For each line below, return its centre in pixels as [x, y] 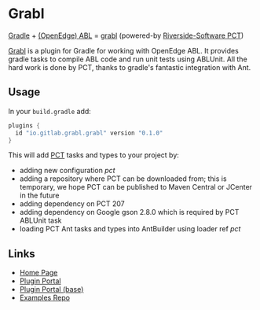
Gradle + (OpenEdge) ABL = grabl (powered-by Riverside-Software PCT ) [126, 35]
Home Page [38, 273]
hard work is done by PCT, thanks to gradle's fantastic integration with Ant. [130, 67]
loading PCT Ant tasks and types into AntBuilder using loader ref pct [130, 229]
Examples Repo [45, 298]
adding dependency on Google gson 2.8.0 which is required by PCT [129, 212]
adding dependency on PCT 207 [72, 204]
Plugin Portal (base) [51, 290]
